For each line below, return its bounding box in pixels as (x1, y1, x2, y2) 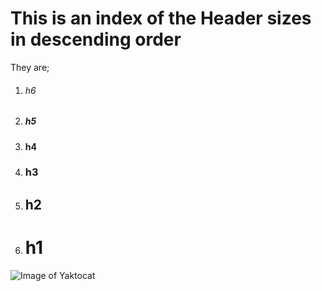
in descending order (10, 28, 182, 51)
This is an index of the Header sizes (10, 7, 312, 30)
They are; (10, 61, 50, 73)
